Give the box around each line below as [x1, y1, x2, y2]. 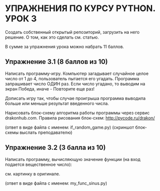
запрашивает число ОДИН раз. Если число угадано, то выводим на [5, 81, 145, 87]
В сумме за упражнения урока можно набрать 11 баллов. [5, 44, 125, 49]
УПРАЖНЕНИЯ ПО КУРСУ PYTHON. [5, 3, 156, 14]
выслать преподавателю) [19, 129, 73, 135]
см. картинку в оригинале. [5, 171, 61, 176]
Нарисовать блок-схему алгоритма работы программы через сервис [5, 110, 150, 116]
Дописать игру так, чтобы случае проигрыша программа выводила [5, 95, 146, 101]
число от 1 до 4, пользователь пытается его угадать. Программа [5, 75, 140, 81]
